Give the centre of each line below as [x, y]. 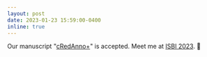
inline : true [26, 26]
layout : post [26, 14]
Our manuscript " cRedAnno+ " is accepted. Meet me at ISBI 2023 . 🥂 [104, 47]
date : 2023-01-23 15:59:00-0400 [54, 20]
